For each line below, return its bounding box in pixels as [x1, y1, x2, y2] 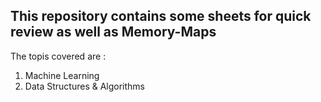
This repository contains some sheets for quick [10, 8, 312, 25]
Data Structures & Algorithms [24, 80, 145, 92]
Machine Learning [24, 69, 100, 81]
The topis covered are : [10, 50, 107, 62]
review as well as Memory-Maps [10, 24, 217, 41]
